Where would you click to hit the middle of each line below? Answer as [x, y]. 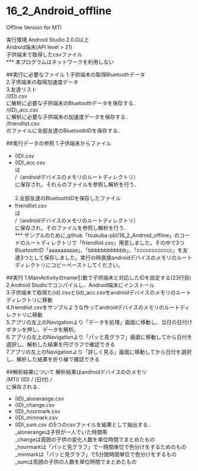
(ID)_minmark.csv [36, 418]
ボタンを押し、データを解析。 [42, 329]
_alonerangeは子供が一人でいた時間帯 [61, 432]
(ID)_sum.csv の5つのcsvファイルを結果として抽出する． [84, 424]
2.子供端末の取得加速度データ [42, 82]
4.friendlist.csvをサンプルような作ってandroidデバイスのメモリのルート [93, 307]
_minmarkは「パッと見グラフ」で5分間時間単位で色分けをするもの [95, 454]
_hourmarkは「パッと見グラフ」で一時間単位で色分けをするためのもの [100, 447]
